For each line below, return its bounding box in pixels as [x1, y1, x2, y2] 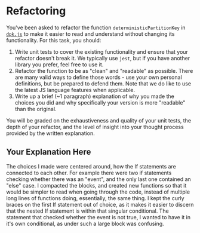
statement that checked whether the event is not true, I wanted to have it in [6, 213, 191, 220]
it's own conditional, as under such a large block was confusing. [6, 220, 164, 227]
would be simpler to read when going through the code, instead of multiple [6, 188, 190, 195]
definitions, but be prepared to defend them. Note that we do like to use [14, 79, 192, 87]
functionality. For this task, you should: [6, 36, 101, 44]
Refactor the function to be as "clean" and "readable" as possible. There [14, 67, 193, 74]
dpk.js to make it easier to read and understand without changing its [6, 30, 175, 37]
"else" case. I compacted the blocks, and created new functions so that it [6, 182, 187, 189]
